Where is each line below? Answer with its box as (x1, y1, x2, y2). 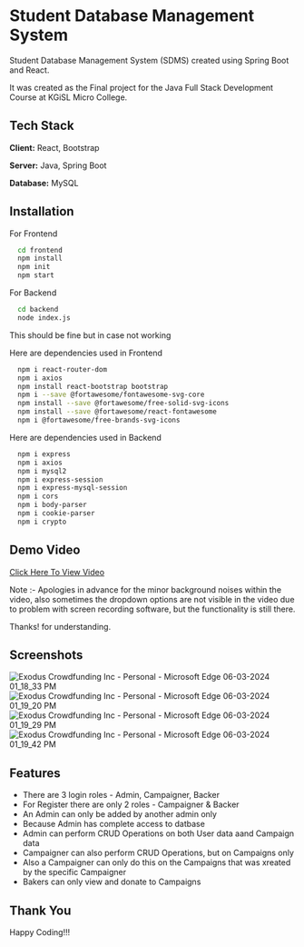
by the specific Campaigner (22, 867, 127, 878)
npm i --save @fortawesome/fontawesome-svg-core (17, 390, 205, 400)
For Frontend (9, 228, 58, 239)
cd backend (17, 305, 59, 314)
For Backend (9, 287, 57, 298)
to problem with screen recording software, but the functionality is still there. (9, 603, 296, 614)
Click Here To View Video (9, 566, 105, 577)
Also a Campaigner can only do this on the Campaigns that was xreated (22, 857, 291, 868)
